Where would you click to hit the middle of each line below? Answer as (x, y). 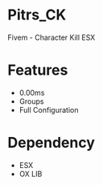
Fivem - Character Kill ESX (51, 37)
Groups (31, 101)
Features (38, 70)
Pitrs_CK (37, 15)
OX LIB (31, 174)
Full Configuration (49, 110)
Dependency (51, 143)
